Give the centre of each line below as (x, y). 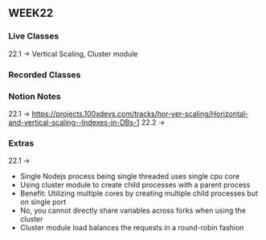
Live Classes (34, 36)
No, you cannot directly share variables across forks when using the (133, 211)
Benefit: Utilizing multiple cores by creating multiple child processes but (139, 193)
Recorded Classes (45, 74)
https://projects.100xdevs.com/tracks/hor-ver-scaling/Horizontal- (140, 114)
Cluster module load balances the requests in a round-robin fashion (132, 228)
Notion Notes (35, 96)
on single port (43, 202)
